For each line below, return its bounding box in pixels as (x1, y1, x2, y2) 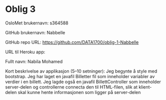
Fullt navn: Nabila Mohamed (5, 58, 63, 64)
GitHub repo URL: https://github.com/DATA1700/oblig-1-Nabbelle (5, 39, 139, 45)
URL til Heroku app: (5, 49, 45, 55)
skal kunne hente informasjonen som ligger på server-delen (17, 89, 141, 95)
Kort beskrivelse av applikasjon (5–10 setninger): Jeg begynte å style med (5, 68, 157, 74)
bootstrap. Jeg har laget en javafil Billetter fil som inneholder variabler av (5, 73, 155, 79)
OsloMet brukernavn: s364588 (5, 20, 68, 26)
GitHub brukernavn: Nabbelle (5, 29, 65, 35)
